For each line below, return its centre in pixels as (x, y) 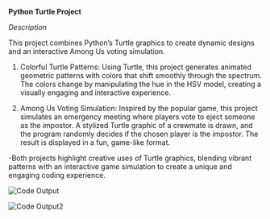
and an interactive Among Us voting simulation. (87, 51)
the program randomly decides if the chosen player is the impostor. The (139, 134)
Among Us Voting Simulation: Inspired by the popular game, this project (139, 108)
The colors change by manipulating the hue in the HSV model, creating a (141, 84)
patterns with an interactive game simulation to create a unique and (120, 167)
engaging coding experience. (57, 175)
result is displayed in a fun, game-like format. (95, 143)
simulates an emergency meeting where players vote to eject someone (137, 117)
